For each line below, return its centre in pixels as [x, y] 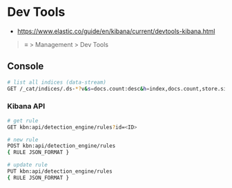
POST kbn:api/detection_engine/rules [61, 146]
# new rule [23, 140]
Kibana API [26, 106]
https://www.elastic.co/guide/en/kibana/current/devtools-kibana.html [116, 31]
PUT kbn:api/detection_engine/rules [60, 171]
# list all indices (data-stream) [57, 82]
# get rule [23, 121]
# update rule [28, 165]
